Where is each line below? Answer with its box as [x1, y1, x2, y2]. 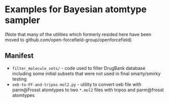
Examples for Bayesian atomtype [5, 4, 147, 15]
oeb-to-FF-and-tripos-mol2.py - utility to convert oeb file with [12, 81, 142, 87]
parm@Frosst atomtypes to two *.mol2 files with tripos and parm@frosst [12, 87, 164, 93]
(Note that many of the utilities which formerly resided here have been [5, 31, 152, 37]
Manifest [5, 51, 34, 60]
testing [12, 75, 27, 82]
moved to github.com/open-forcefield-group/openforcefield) [5, 37, 132, 43]
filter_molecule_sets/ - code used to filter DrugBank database [12, 65, 146, 71]
